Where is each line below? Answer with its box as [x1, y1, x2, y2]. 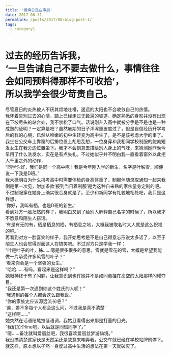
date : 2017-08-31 [5, 12, 42, 17]
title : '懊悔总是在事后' [5, 7, 52, 13]
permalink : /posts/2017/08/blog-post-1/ [5, 17, 93, 22]
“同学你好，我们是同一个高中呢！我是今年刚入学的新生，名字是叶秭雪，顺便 [5, 164, 164, 170]
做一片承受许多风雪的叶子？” [5, 254, 66, 260]
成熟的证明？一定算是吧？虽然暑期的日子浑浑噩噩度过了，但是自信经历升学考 [5, 126, 166, 132]
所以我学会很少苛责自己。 [5, 88, 113, 100]
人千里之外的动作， [5, 158, 46, 164]
